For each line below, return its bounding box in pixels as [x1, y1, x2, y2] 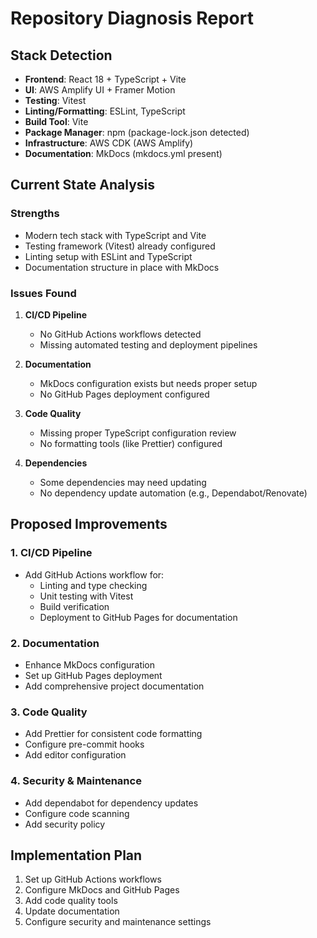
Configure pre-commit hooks [24, 738, 145, 751]
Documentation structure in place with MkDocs [24, 261, 220, 273]
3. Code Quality [10, 705, 88, 719]
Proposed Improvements [10, 516, 168, 533]
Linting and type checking [39, 579, 148, 591]
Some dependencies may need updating [39, 476, 207, 488]
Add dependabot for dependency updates [24, 797, 199, 809]
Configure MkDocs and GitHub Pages [24, 884, 180, 896]
